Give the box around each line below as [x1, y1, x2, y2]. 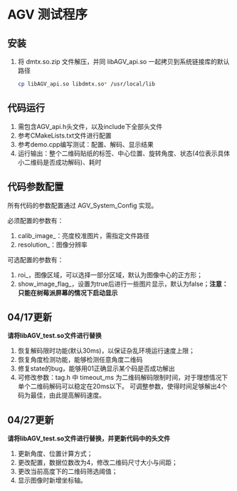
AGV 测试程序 [7, 6, 88, 23]
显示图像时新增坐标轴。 [17, 476, 87, 485]
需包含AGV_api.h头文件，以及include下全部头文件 [17, 122, 163, 130]
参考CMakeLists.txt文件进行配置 [17, 131, 112, 140]
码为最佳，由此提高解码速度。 [17, 391, 105, 400]
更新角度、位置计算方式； [17, 450, 93, 458]
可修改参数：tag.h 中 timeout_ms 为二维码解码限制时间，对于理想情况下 [17, 373, 228, 382]
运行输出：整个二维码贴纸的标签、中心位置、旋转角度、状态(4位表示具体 [17, 149, 230, 157]
